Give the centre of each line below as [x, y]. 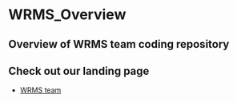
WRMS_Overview [67, 15]
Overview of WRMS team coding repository [119, 44]
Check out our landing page [79, 71]
